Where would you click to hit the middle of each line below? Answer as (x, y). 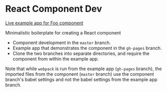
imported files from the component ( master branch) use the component (80, 74)
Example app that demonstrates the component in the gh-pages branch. (87, 48)
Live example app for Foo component (44, 23)
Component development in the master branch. (62, 42)
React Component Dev (54, 9)
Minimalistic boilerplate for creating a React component (63, 33)
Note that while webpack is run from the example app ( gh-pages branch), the (83, 69)
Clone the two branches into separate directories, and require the (81, 53)
